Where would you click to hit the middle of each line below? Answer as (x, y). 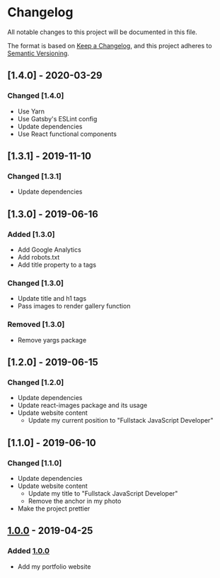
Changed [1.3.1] (34, 176)
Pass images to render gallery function (74, 306)
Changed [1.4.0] (36, 96)
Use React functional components (67, 134)
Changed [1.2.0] (36, 382)
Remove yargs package (52, 340)
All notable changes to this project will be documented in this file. (103, 32)
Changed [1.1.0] (35, 463)
